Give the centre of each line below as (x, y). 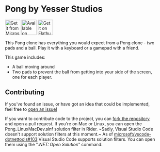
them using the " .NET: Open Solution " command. (54, 144)
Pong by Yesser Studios (54, 9)
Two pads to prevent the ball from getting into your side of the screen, (82, 72)
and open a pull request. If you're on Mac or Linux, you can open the (73, 124)
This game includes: (25, 57)
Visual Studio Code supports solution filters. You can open (97, 139)
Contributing (25, 93)
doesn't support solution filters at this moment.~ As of (59, 134)
